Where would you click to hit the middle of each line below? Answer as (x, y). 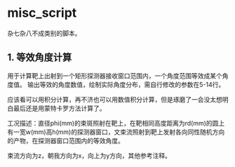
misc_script (42, 13)
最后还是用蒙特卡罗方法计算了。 (59, 108)
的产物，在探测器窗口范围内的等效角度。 (66, 140)
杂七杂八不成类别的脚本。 (44, 33)
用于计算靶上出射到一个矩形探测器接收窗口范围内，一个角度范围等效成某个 (115, 76)
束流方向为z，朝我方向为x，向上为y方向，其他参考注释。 (89, 155)
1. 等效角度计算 (40, 58)
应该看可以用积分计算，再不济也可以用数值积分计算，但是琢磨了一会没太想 (115, 99)
